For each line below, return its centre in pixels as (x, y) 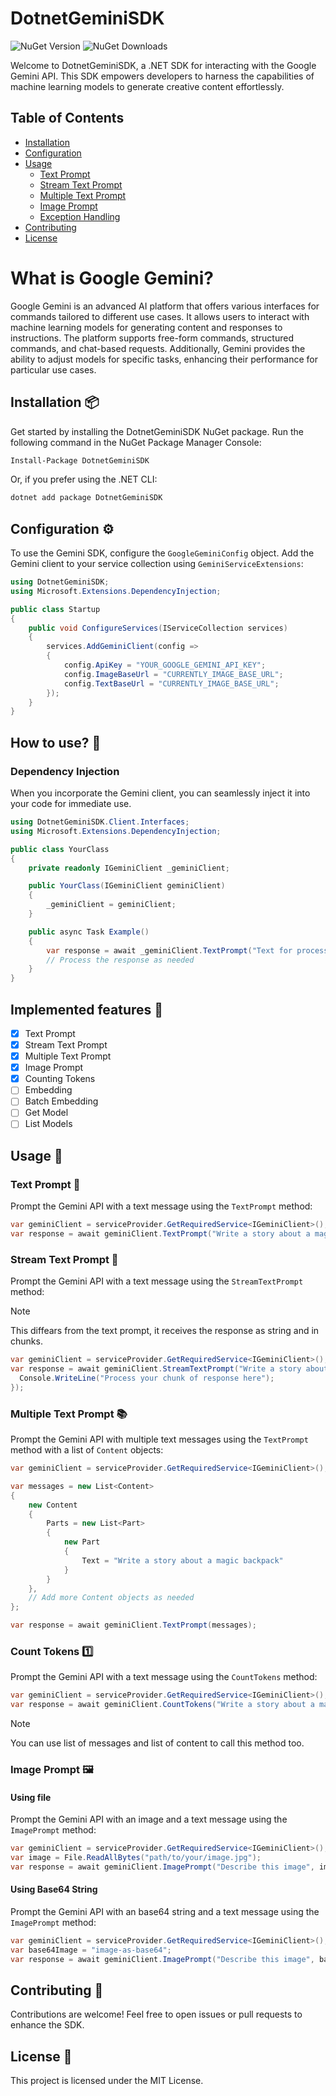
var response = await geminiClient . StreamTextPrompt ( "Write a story (156, 1369)
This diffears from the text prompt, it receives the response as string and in (165, 1331)
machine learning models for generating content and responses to (146, 327)
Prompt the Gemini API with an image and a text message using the (149, 1819)
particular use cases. (53, 369)
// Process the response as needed (120, 960)
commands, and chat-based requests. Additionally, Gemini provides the (158, 348)
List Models (48, 1124)
